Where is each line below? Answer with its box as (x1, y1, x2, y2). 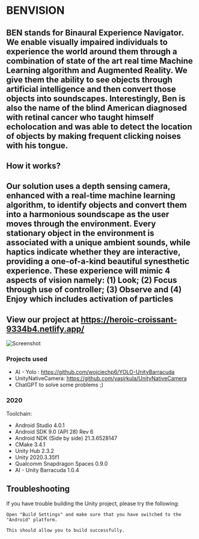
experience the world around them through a (6, 46, 177, 57)
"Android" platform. (6, 517, 58, 523)
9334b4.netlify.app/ (6, 324, 85, 334)
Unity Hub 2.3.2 (14, 447, 54, 454)
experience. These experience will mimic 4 (6, 266, 170, 276)
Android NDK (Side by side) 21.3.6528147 (14, 434, 118, 442)
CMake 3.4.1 (14, 440, 46, 448)
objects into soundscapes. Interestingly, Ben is (6, 93, 186, 103)
